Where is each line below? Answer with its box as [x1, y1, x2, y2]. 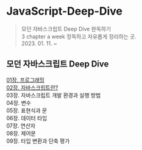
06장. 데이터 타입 [6, 114, 48, 121]
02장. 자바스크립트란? [6, 84, 59, 91]
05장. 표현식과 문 [6, 107, 48, 114]
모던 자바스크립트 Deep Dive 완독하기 [21, 25, 112, 32]
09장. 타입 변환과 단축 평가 [6, 137, 70, 145]
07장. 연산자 [6, 122, 35, 129]
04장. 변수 [6, 99, 32, 106]
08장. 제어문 [6, 129, 36, 137]
